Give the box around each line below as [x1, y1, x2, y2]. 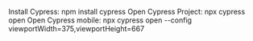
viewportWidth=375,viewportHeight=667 [8, 24, 145, 33]
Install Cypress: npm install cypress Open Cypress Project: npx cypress [8, 7, 246, 16]
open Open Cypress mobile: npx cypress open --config [8, 15, 192, 25]
